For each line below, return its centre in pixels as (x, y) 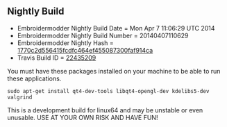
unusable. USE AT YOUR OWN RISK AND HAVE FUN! (83, 117)
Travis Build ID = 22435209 (57, 58)
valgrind (20, 97)
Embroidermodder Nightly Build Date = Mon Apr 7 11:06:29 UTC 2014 (116, 28)
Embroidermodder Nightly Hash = (66, 43)
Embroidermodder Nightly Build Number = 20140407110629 (103, 35)
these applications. (34, 78)
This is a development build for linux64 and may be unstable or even (105, 110)
